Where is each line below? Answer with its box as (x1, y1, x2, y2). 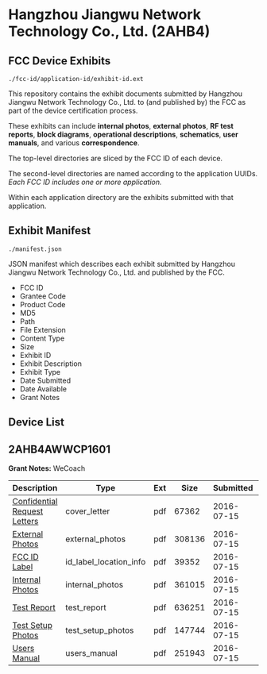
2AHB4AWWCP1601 (8, 442, 111, 456)
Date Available (19, 383, 68, 394)
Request (12, 506, 44, 517)
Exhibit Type (19, 367, 61, 376)
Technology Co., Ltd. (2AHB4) (8, 22, 211, 40)
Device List (8, 415, 65, 429)
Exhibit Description (19, 359, 82, 368)
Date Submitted (19, 376, 72, 385)
